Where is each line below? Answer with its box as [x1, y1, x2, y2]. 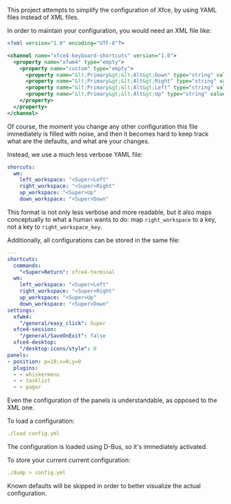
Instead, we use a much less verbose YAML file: [7, 150, 143, 158]
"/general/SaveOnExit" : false [19, 333, 107, 339]
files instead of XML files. [7, 13, 79, 21]
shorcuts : [7, 163, 36, 171]
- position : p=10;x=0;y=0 [7, 358, 81, 365]
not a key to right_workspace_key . [7, 222, 102, 231]
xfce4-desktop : [13, 339, 57, 346]
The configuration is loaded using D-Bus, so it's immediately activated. [7, 443, 208, 450]
